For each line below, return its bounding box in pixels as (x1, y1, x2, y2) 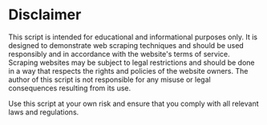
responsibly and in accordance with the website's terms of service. (8, 49, 230, 58)
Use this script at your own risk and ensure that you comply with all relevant (8, 99, 259, 108)
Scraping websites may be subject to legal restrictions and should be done (8, 58, 255, 67)
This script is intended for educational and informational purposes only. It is (8, 32, 258, 42)
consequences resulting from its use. (8, 83, 131, 93)
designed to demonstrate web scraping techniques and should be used (8, 40, 245, 50)
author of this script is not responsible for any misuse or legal (8, 75, 211, 84)
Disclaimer (8, 6, 82, 24)
